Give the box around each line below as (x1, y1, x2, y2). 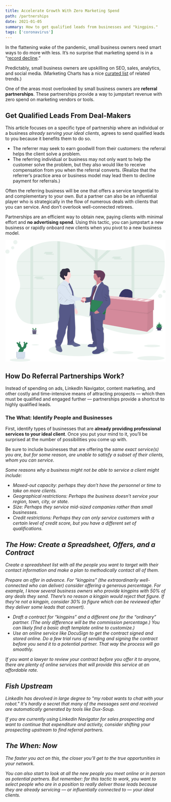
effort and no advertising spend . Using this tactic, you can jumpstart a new (5, 219, 164, 225)
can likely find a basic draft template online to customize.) (12, 625, 135, 631)
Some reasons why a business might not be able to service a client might (5, 467, 159, 473)
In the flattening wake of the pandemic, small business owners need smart (5, 44, 161, 50)
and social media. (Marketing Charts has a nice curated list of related (5, 70, 150, 76)
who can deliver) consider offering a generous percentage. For (28, 583, 161, 589)
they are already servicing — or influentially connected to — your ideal (5, 786, 154, 792)
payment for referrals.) (12, 178, 61, 184)
